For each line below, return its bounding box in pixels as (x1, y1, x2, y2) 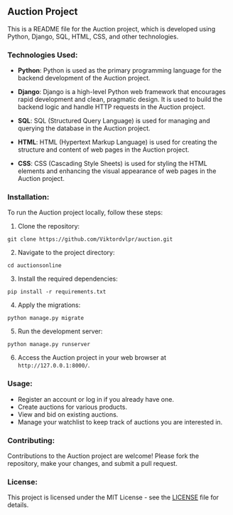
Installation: (7, 192, 50, 202)
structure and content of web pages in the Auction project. (17, 145, 190, 154)
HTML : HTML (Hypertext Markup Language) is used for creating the (17, 138, 218, 147)
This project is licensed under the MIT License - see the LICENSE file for (7, 493, 219, 501)
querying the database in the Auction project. (17, 124, 151, 132)
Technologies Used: (7, 50, 78, 60)
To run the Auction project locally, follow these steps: (7, 208, 163, 217)
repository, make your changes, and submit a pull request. (7, 459, 178, 467)
